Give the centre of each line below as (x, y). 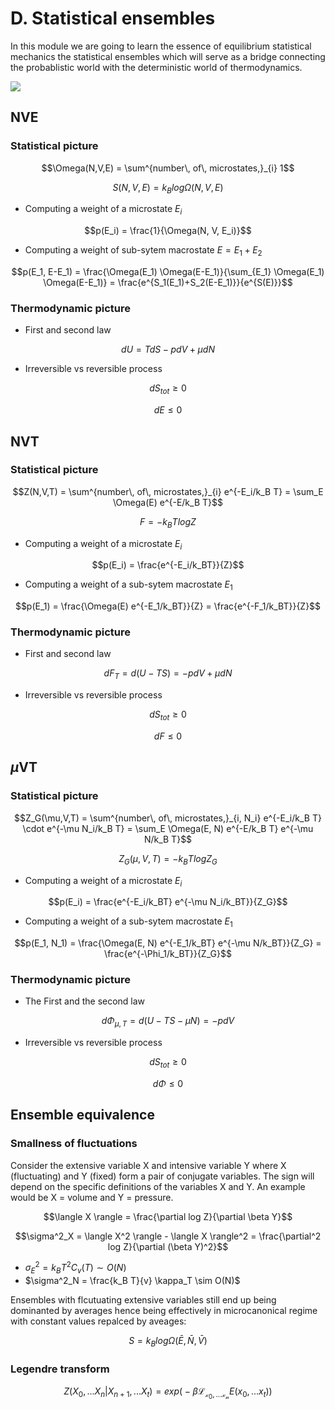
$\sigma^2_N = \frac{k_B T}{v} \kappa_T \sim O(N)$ (132, 1281)
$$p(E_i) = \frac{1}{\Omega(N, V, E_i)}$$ (168, 231)
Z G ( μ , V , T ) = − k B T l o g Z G (168, 859)
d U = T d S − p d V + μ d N (168, 349)
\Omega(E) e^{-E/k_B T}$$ (168, 502)
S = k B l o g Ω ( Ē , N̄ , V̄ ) (168, 1342)
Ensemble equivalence (82, 1115)
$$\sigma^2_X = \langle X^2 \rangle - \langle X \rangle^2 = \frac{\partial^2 (168, 1236)
